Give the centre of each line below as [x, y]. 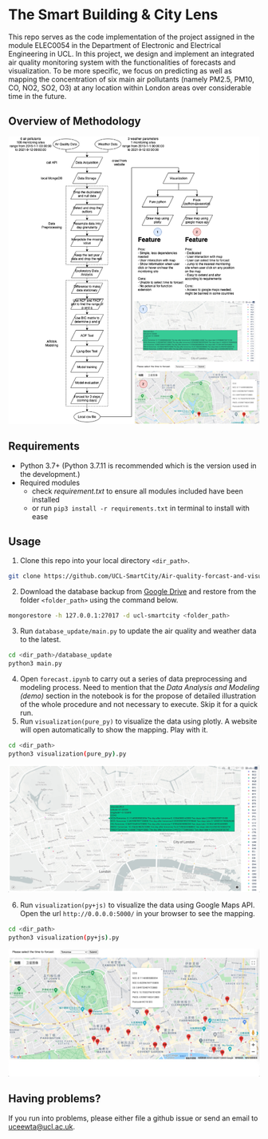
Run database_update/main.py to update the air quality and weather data [138, 631]
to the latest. [40, 640]
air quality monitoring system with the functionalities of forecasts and [122, 62]
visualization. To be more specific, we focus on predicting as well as [120, 70]
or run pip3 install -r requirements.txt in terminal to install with [140, 508]
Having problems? [55, 1099]
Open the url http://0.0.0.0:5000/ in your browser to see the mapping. [137, 914]
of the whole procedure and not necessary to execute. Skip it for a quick [138, 704]
